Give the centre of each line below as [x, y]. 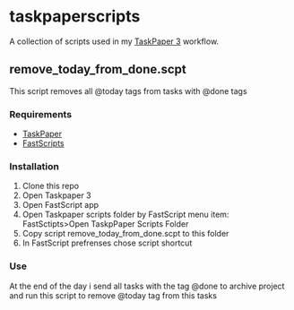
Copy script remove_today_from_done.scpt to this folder [125, 234]
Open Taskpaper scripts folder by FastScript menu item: [125, 215]
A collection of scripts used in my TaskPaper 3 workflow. [114, 41]
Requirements [41, 114]
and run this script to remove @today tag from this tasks [113, 295]
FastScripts [43, 143]
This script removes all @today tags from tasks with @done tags [129, 90]
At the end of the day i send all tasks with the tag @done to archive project [147, 286]
